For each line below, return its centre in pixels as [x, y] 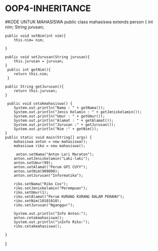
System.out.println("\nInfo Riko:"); [52, 222]
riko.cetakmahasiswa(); [38, 226]
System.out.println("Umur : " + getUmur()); [59, 116]
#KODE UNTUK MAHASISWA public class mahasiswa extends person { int [79, 22]
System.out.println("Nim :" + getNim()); [56, 129]
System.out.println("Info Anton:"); [51, 213]
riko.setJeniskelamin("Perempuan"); [51, 188]
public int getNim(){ [29, 70]
